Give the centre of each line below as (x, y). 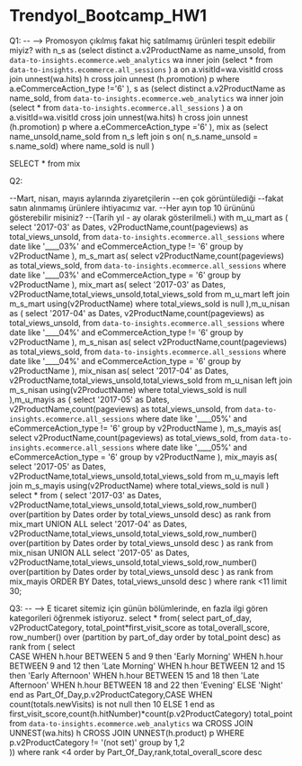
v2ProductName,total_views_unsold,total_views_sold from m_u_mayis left (144, 476)
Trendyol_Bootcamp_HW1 (108, 16)
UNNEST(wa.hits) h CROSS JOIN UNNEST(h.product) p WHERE (127, 733)
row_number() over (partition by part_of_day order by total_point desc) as (145, 637)
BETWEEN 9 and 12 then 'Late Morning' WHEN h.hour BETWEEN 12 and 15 (147, 666)
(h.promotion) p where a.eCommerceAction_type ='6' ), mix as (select (139, 126)
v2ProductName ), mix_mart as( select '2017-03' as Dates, (118, 284)
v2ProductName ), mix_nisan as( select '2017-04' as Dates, (119, 370)
